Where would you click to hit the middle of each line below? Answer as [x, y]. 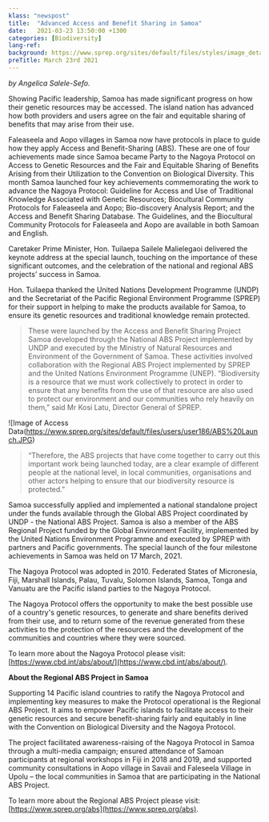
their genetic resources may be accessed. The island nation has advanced [131, 107]
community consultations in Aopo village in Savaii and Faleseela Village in [130, 768]
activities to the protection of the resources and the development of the [126, 629]
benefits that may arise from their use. [71, 124]
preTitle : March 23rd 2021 [53, 61]
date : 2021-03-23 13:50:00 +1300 [68, 30]
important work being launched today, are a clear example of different [143, 463]
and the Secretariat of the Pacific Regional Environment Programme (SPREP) [134, 298]
